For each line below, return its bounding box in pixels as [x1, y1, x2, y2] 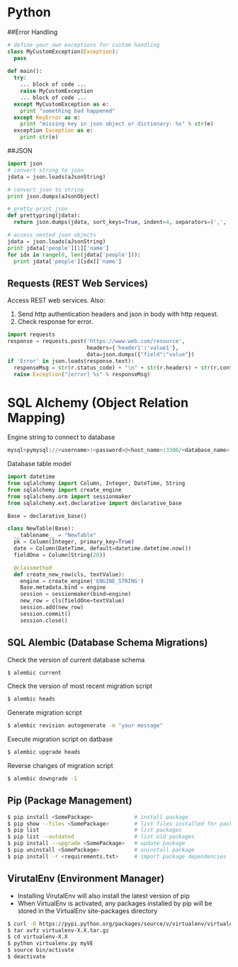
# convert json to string [7, 186, 84, 193]
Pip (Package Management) [7, 795, 132, 807]
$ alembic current [7, 669, 62, 677]
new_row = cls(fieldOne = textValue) [20, 597, 125, 604]
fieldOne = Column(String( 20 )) [13, 551, 106, 558]
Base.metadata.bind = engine [20, 584, 106, 592]
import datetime [7, 473, 55, 480]
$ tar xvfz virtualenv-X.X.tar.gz [7, 927, 110, 934]
